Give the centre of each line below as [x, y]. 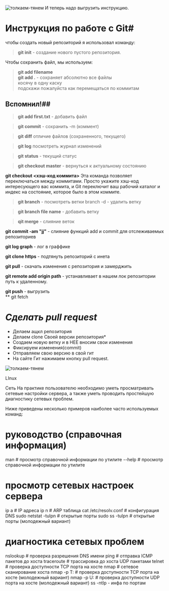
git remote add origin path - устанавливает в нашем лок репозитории [80, 276]
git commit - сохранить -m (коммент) [58, 126]
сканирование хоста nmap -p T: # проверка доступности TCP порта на [82, 572]
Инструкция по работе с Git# [70, 28]
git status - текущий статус [47, 156]
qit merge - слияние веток [46, 221]
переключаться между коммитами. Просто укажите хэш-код [72, 181]
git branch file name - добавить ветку [58, 212]
